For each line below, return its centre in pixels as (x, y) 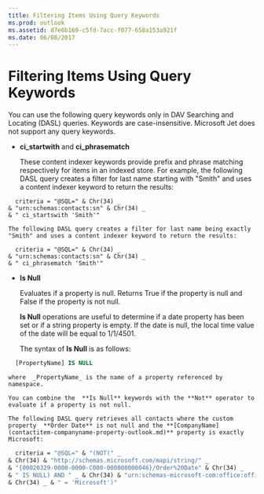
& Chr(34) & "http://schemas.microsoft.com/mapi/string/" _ (109, 460)
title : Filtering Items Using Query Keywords (84, 15)
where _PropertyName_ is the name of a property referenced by (115, 378)
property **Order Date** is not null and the (86, 426)
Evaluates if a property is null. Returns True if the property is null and (131, 293)
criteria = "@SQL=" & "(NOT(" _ (68, 453)
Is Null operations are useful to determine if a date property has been (132, 317)
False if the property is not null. (70, 302)
